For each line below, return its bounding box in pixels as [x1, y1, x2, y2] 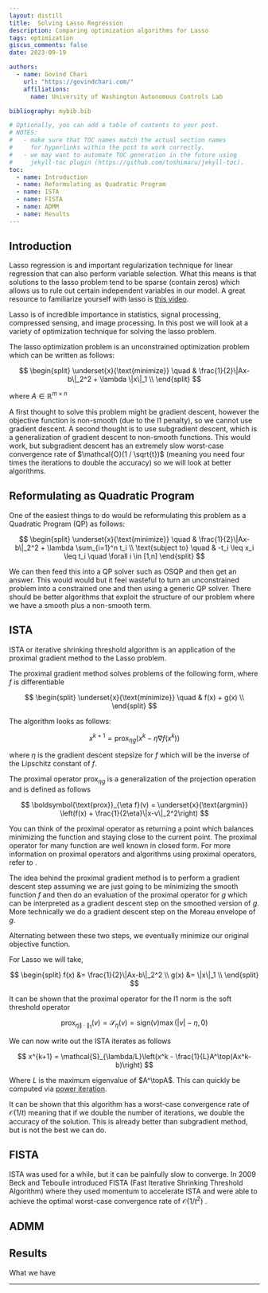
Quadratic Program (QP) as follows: [9, 519, 126, 528]
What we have [9, 1268, 56, 1277]
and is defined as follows [9, 785, 91, 794]
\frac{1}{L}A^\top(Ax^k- [175, 1052, 252, 1061]
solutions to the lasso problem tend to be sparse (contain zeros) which [9, 278, 241, 287]
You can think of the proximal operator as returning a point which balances [9, 824, 254, 833]
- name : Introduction [16, 173, 88, 181]
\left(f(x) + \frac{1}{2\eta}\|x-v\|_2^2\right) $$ [60, 808, 209, 818]
